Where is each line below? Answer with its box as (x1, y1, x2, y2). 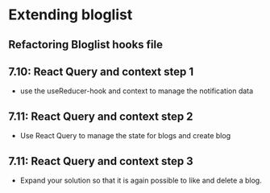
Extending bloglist (8, 6, 133, 24)
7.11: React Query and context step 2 (8, 109, 193, 123)
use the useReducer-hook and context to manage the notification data (19, 86, 254, 96)
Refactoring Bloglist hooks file (8, 38, 164, 51)
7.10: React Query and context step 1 (8, 64, 194, 78)
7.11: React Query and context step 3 (8, 154, 193, 168)
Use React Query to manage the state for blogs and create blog (19, 131, 231, 141)
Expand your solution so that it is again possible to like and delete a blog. (19, 175, 262, 186)
